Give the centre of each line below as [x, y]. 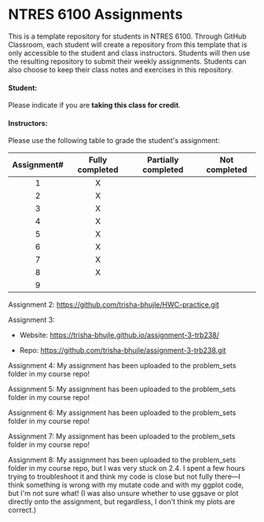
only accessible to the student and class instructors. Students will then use [129, 53]
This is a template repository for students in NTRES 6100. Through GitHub [127, 36]
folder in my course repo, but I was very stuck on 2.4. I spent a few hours [126, 469]
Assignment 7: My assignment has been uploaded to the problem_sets [122, 436]
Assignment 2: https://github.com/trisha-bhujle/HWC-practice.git [114, 305]
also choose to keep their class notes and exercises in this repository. [121, 69]
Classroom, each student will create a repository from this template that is [128, 44]
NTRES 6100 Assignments [95, 15]
